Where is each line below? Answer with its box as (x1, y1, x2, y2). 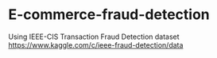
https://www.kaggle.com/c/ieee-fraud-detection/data (8, 40, 184, 49)
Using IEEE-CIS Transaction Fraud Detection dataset (8, 32, 180, 41)
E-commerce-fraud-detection (8, 6, 211, 24)
